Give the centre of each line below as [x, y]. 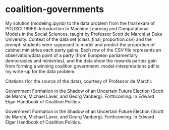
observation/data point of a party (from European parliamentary [71, 55]
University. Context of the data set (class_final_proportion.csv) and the [79, 39]
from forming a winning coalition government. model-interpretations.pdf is [82, 66]
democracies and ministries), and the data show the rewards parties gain [81, 60]
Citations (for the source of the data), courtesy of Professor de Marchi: [79, 81]
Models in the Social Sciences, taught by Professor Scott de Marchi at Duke [84, 34]
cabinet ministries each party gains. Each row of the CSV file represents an [83, 50]
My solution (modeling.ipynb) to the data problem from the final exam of [80, 23]
